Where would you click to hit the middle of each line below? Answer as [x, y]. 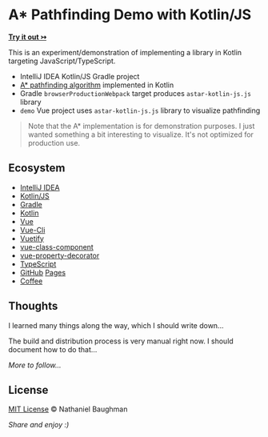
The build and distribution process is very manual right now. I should [121, 341]
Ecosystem [37, 168]
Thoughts [33, 306]
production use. [54, 142]
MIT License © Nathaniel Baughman [68, 409]
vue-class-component [56, 247]
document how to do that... [53, 349]
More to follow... [35, 365]
